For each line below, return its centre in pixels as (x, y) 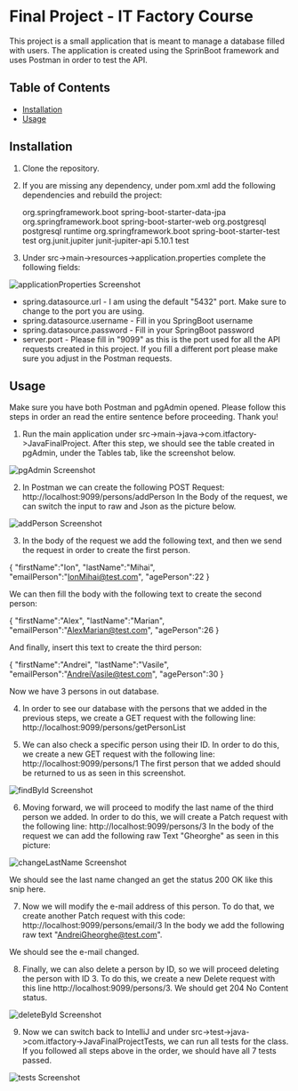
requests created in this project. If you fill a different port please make (150, 349)
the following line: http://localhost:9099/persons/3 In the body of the (148, 826)
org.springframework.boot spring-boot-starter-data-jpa (124, 212)
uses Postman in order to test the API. (79, 60)
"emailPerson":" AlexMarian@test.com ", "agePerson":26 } (114, 630)
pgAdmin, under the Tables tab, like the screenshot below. (129, 453)
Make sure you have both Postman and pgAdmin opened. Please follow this (148, 407)
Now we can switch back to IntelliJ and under (105, 1032)
